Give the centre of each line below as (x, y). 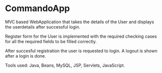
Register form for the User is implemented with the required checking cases (81, 36)
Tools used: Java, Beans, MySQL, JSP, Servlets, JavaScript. (65, 65)
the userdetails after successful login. (43, 27)
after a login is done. (26, 56)
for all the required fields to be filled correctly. (51, 41)
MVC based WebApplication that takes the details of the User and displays (80, 22)
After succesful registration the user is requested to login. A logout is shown (81, 51)
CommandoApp (37, 8)
